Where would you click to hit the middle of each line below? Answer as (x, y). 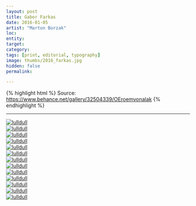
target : (15, 44)
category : (18, 50)
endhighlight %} (25, 105)
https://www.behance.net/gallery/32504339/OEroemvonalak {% (83, 99)
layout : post (22, 11)
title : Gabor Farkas (31, 17)
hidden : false (23, 66)
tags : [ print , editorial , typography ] (53, 55)
